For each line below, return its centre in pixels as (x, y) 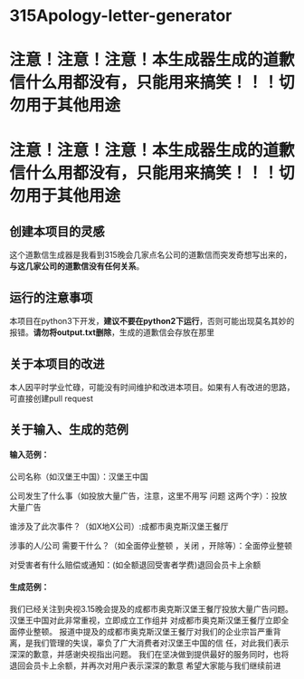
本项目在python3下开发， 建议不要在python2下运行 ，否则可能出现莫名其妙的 (152, 321)
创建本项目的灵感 (57, 231)
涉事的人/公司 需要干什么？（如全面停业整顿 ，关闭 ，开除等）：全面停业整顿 (151, 545)
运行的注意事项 (51, 297)
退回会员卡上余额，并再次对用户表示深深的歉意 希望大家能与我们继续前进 (145, 665)
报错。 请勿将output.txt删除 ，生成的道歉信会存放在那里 (112, 332)
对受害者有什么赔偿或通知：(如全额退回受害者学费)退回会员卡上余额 (135, 564)
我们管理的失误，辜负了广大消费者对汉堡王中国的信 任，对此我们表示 (161, 643)
